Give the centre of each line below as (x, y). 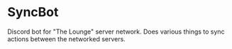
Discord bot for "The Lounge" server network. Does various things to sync (116, 31)
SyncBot (33, 12)
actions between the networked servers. (66, 38)
